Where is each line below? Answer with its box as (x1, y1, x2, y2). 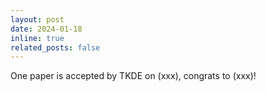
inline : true (10, 33, 65, 43)
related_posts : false (10, 42, 101, 53)
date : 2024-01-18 (10, 24, 83, 34)
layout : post (10, 14, 65, 25)
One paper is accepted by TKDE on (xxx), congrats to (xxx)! (10, 70, 257, 82)
